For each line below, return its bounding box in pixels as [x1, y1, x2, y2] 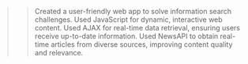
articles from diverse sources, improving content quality [50, 40, 233, 49]
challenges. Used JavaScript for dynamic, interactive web [34, 15, 223, 24]
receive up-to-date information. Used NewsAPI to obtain [34, 31, 219, 41]
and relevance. [34, 48, 84, 57]
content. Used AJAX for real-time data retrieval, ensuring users [34, 23, 240, 32]
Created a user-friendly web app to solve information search [34, 7, 232, 16]
